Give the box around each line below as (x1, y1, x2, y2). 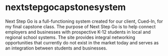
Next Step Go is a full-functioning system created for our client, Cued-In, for (5, 18, 163, 24)
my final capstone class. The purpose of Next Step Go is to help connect (5, 23, 156, 29)
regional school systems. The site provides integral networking (5, 34, 136, 40)
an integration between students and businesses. (5, 45, 107, 51)
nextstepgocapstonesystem (5, 2, 126, 13)
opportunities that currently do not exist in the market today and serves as (5, 39, 159, 45)
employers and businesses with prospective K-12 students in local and (5, 29, 151, 35)
